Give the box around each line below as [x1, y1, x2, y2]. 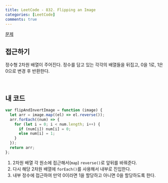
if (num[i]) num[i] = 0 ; [18, 127, 71, 132]
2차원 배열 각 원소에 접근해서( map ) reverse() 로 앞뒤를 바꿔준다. [12, 159, 137, 165]
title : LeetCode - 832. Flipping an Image [5, 7, 96, 13]
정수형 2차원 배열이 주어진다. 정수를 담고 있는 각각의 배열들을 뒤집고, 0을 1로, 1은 [5, 62, 163, 68]
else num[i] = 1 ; [18, 131, 55, 136]
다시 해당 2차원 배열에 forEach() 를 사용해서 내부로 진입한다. [12, 166, 131, 172]
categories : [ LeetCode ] [5, 12, 55, 17]
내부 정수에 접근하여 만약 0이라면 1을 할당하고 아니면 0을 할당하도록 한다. [12, 172, 156, 178]
